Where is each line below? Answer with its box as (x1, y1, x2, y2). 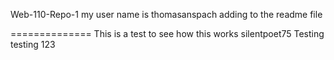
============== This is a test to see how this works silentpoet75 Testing (10, 28, 325, 39)
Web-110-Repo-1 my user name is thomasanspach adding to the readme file (10, 9, 323, 20)
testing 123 (10, 39, 56, 50)
